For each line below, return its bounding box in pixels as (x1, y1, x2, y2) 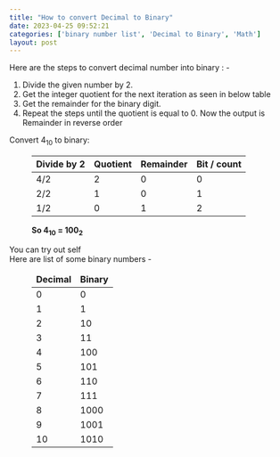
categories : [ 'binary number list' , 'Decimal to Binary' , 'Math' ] (9, 29, 261, 38)
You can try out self (9, 244, 82, 255)
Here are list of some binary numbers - (9, 253, 152, 264)
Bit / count (195, 158, 243, 170)
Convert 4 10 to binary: (9, 135, 90, 148)
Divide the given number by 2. (21, 79, 134, 90)
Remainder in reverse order (21, 118, 123, 128)
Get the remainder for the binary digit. (21, 99, 162, 110)
